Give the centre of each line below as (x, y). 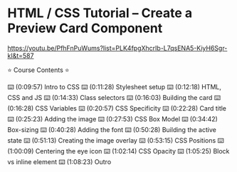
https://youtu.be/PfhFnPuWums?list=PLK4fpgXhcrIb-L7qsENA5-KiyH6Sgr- (117, 48)
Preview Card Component (85, 28)
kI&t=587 (21, 56)
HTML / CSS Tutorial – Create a (100, 13)
